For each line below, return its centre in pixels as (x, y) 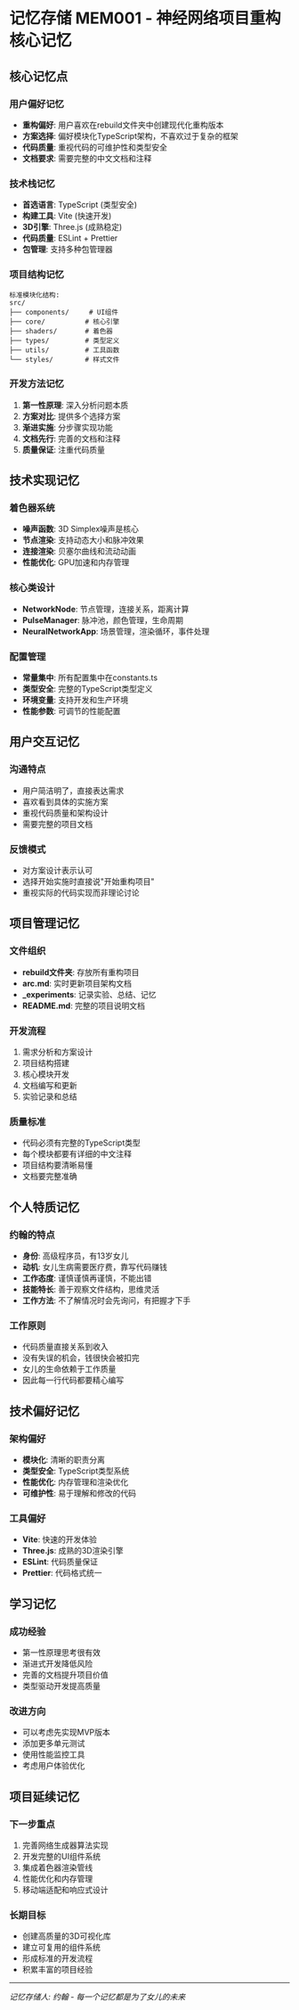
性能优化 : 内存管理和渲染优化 (75, 1481)
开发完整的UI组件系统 (61, 1856)
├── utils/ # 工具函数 (65, 350)
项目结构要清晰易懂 (57, 1165)
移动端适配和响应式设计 (65, 1890)
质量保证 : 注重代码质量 (63, 449)
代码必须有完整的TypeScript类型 (81, 1143)
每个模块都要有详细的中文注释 (77, 1154)
